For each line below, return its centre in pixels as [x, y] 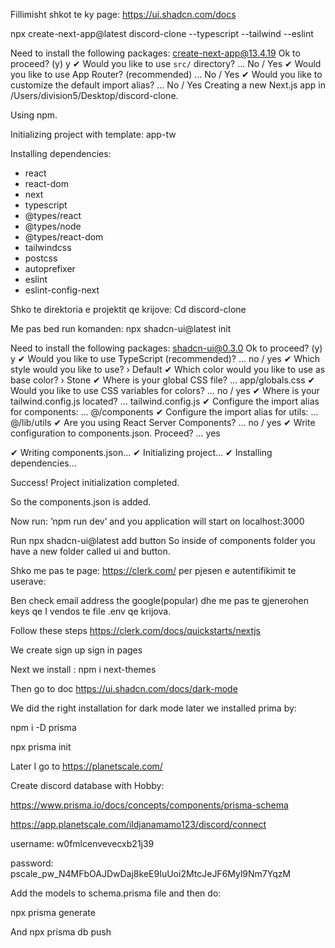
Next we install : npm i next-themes [83, 669]
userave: [28, 581]
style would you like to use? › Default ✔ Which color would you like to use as [168, 369]
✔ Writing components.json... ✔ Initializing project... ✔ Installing [141, 452]
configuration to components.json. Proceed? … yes [115, 433]
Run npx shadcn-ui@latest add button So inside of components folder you [163, 540]
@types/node [53, 226]
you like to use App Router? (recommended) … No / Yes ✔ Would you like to [166, 74]
